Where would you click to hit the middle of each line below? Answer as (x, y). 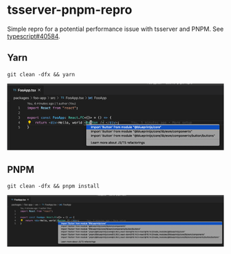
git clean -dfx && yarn (41, 74)
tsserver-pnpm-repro (70, 10)
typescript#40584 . (34, 36)
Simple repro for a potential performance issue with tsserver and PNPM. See (115, 29)
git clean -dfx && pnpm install (53, 186)
